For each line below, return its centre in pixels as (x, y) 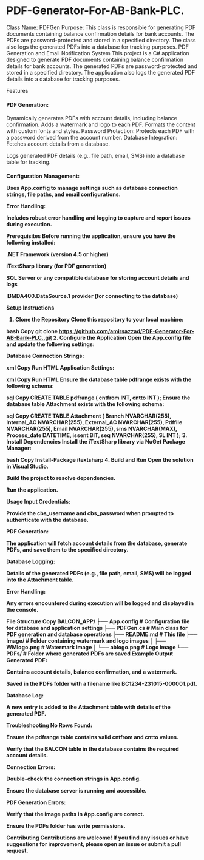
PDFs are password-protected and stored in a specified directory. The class (101, 40)
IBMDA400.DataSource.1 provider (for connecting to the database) (92, 296)
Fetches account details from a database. (58, 144)
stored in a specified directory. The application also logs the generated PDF (101, 72)
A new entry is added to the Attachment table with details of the (89, 707)
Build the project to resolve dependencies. (61, 478)
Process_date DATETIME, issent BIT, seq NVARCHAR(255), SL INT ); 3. (97, 435)
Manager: (19, 448)
